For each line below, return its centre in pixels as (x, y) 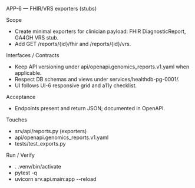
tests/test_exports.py (40, 144)
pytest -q (26, 173)
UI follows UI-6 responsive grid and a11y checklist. (76, 85)
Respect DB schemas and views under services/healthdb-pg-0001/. (97, 79)
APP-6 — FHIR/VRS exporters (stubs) (52, 9)
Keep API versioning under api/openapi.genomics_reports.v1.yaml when (102, 67)
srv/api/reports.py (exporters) (51, 131)
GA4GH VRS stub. (37, 37)
